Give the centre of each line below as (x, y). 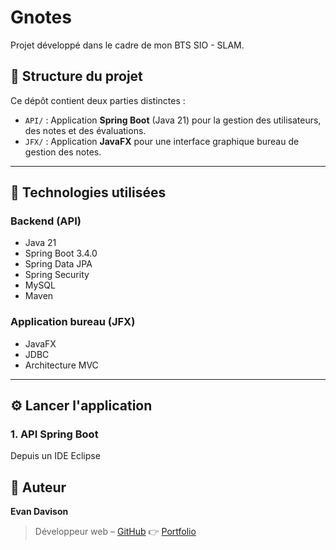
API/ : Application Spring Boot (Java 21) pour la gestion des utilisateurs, (173, 120)
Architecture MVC (61, 365)
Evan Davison (39, 512)
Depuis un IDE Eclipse (55, 456)
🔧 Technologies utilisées (88, 192)
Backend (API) (46, 221)
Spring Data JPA (58, 264)
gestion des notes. (63, 152)
